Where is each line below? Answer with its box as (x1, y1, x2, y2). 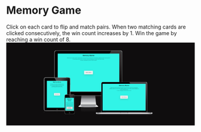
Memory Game (6, 4, 82, 17)
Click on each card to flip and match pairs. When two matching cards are (6, 23, 187, 30)
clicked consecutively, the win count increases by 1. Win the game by (6, 29, 178, 36)
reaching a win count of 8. (6, 36, 71, 43)
